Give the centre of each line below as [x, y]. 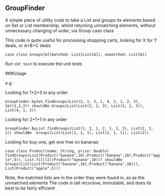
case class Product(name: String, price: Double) [57, 151]
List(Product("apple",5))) [33, 168]
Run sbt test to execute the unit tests [44, 63]
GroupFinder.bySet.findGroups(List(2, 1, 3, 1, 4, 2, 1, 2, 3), [73, 101]
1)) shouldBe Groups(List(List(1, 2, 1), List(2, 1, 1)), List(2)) [77, 133]
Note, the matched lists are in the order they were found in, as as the [75, 177]
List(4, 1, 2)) [21, 110]
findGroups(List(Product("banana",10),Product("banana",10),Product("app [83, 155]
